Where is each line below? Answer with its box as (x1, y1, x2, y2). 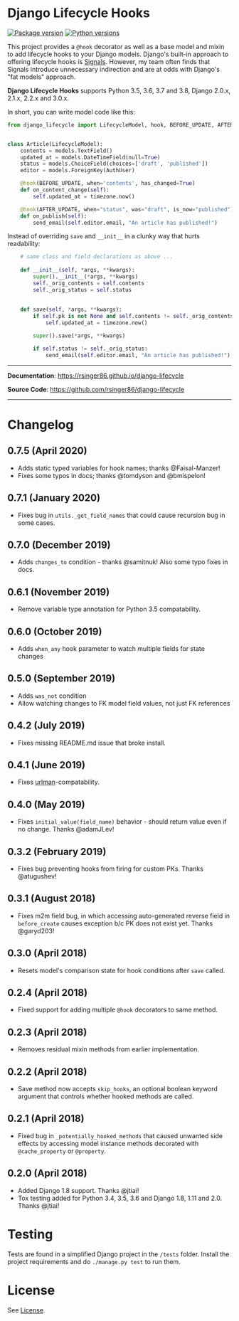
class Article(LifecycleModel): (7, 140, 103, 147)
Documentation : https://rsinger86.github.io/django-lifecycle (7, 371, 184, 380)
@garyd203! (17, 926, 55, 935)
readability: (7, 240, 41, 248)
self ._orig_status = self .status (33, 286, 132, 293)
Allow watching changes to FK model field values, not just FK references (17, 699, 230, 707)
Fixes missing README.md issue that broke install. (17, 738, 166, 747)
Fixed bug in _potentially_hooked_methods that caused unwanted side (17, 1131, 223, 1140)
